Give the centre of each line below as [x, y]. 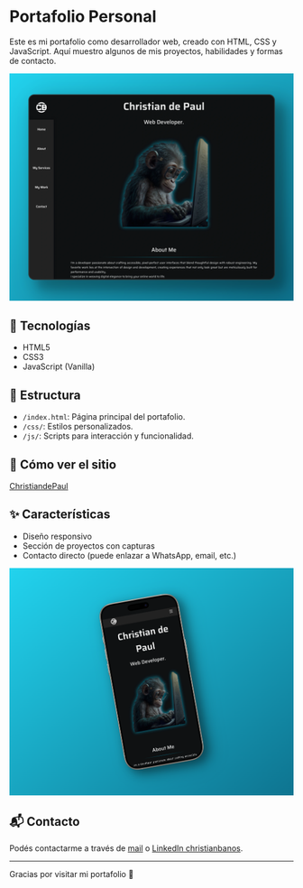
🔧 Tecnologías [50, 325]
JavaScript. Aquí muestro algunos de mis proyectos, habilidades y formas [146, 51]
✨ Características [60, 515]
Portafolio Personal [83, 17]
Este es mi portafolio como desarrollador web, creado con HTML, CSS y [143, 42]
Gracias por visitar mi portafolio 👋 [72, 874]
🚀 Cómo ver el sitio [63, 464]
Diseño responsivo [57, 536]
